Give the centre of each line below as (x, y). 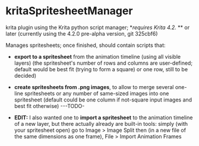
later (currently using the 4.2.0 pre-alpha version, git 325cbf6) (82, 33)
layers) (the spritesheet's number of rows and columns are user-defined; (103, 63)
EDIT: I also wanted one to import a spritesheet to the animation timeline (103, 118)
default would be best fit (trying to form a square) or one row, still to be (101, 69)
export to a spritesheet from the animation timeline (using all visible (97, 56)
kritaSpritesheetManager (69, 11)
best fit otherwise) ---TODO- (49, 106)
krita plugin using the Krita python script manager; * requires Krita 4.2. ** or (98, 27)
